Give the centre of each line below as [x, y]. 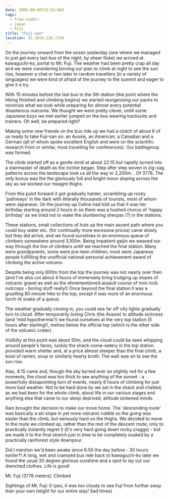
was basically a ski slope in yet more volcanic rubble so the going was [78, 413]
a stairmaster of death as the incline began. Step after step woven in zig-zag [85, 168]
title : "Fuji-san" [24, 33]
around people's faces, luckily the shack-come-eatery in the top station [80, 345]
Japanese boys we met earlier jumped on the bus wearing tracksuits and [81, 116]
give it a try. [17, 84]
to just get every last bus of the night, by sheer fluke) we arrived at [74, 58]
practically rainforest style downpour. [44, 440]
